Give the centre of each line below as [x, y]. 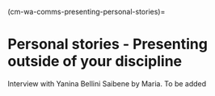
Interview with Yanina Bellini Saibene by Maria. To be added [107, 83]
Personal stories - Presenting [107, 44]
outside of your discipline [95, 62]
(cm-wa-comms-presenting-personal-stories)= [86, 12]
